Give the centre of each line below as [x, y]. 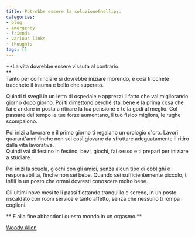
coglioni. [16, 205]
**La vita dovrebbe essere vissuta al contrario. [63, 66]
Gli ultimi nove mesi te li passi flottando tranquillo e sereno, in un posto [91, 192]
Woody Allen [21, 227]
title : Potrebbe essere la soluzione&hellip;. [64, 11]
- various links [26, 39]
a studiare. [19, 157]
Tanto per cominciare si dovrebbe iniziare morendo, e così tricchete [88, 78]
